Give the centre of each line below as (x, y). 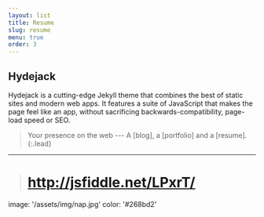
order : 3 (22, 45)
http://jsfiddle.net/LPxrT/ (111, 183)
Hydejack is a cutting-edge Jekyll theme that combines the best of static (126, 95)
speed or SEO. (47, 120)
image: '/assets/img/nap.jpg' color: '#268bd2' (82, 204)
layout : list (29, 15)
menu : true (26, 37)
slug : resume (29, 30)
